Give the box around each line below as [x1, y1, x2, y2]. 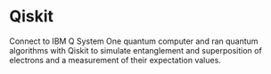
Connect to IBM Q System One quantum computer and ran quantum [9, 36, 259, 46]
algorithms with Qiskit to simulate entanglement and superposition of [9, 45, 263, 55]
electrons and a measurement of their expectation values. [9, 54, 221, 65]
